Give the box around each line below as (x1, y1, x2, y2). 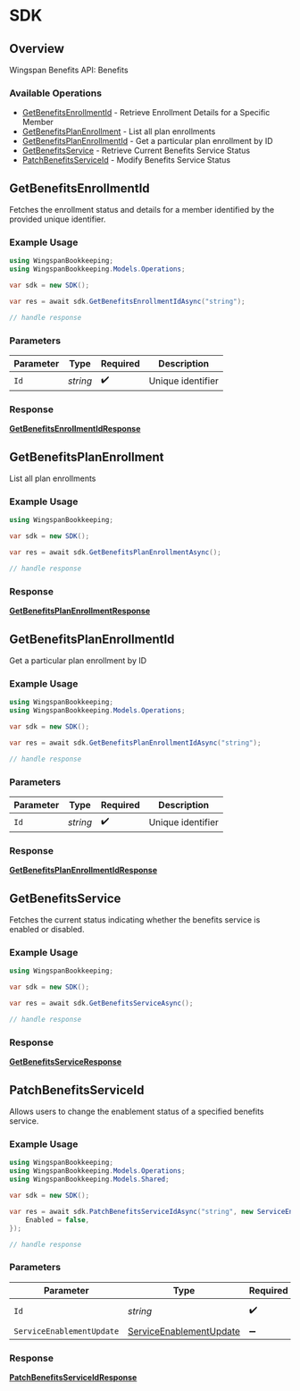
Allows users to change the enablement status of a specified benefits (9, 1106, 264, 1117)
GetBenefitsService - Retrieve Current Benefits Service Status (21, 145, 251, 156)
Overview (9, 41, 65, 56)
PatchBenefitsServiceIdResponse (9, 1371, 137, 1382)
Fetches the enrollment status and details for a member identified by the (9, 205, 275, 215)
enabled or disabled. (9, 924, 85, 935)
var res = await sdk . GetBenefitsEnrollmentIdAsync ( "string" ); (9, 297, 246, 307)
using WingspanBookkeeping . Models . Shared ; (9, 1175, 170, 1184)
